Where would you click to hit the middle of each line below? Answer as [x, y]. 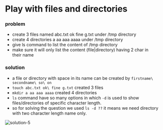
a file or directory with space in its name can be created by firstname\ [82, 78]
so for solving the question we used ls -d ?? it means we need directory [85, 108]
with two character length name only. [49, 113]
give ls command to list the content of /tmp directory [65, 45]
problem [15, 24]
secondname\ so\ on [32, 83]
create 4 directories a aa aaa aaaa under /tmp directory [67, 40]
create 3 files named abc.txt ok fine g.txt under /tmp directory [74, 34]
